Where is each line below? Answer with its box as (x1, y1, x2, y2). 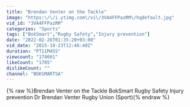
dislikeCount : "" (6, 65, 50, 71)
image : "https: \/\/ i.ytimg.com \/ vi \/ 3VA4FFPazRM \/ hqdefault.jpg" (6, 15, 174, 21)
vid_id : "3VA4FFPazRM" (6, 20, 64, 26)
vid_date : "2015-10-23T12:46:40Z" (6, 43, 94, 49)
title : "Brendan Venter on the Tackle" (6, 8, 107, 15)
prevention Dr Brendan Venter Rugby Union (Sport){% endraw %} (6, 94, 170, 101)
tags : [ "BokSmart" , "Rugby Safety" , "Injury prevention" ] (6, 31, 150, 37)
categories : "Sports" (6, 25, 61, 32)
